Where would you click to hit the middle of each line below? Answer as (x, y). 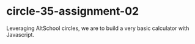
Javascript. (20, 34)
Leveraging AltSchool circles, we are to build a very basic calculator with (98, 28)
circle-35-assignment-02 (73, 11)
